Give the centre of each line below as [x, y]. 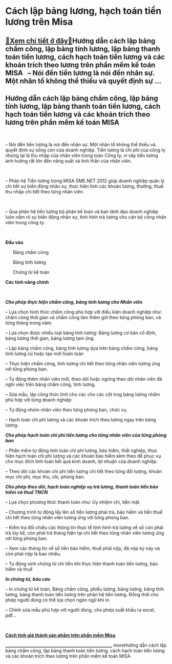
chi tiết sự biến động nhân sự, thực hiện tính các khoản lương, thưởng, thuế [84, 186]
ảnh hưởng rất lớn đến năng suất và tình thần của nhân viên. [69, 161]
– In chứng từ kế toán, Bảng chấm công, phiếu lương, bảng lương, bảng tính [85, 589]
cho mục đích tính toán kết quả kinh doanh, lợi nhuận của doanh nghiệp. [81, 461]
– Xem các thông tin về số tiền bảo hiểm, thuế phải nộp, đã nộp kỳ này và [83, 549]
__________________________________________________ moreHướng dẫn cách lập [86, 645]
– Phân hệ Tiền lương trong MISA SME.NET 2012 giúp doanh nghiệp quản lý [85, 181]
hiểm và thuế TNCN [27, 492]
